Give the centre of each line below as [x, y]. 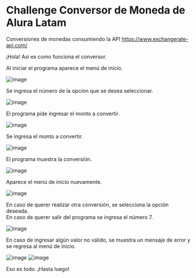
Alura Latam [36, 23]
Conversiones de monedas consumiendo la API [63, 39]
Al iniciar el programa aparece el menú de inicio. [65, 68]
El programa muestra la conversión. [49, 159]
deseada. [17, 211]
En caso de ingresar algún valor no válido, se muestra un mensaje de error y [98, 240]
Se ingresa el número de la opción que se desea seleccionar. [80, 91]
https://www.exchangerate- [155, 39]
